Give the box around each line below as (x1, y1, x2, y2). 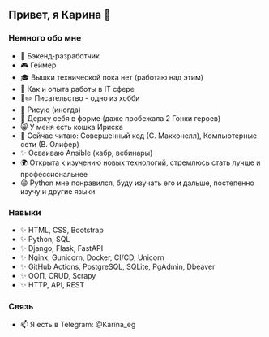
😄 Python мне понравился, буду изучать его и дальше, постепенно (19, 178, 255, 188)
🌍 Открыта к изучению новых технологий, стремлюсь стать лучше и (19, 158, 261, 167)
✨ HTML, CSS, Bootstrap (19, 225, 104, 235)
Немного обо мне (8, 32, 82, 44)
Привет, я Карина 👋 (8, 8, 112, 22)
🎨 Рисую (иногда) (19, 105, 81, 114)
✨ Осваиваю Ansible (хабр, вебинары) (19, 148, 153, 158)
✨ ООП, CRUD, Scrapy (19, 270, 96, 280)
